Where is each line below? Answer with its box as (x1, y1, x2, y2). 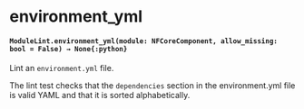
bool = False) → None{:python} (9, 44, 128, 53)
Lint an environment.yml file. (9, 63, 114, 74)
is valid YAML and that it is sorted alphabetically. (9, 90, 191, 101)
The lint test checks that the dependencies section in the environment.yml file (9, 80, 296, 91)
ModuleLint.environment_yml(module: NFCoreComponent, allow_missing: (9, 36, 279, 46)
